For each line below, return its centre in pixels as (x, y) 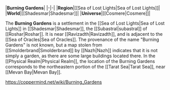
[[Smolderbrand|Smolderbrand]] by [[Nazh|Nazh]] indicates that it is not (81, 50)
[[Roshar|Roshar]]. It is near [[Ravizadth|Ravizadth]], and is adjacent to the (84, 34)
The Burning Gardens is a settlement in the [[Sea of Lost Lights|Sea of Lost (85, 23)
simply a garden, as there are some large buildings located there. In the (80, 56)
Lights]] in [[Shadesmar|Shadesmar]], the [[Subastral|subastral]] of (76, 29)
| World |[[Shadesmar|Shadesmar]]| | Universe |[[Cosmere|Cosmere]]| (78, 13)
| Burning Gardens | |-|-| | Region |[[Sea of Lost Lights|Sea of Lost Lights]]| (83, 8)
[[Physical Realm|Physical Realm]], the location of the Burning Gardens (80, 61)
